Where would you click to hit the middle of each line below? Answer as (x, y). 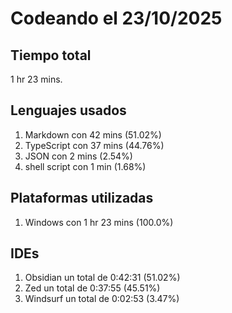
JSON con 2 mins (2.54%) (78, 156)
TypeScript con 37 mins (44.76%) (94, 145)
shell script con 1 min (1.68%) (85, 166)
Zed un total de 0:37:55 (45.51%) (92, 288)
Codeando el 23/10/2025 (116, 18)
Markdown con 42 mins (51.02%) (93, 134)
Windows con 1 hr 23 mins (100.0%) (99, 222)
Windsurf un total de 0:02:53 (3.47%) (102, 299)
